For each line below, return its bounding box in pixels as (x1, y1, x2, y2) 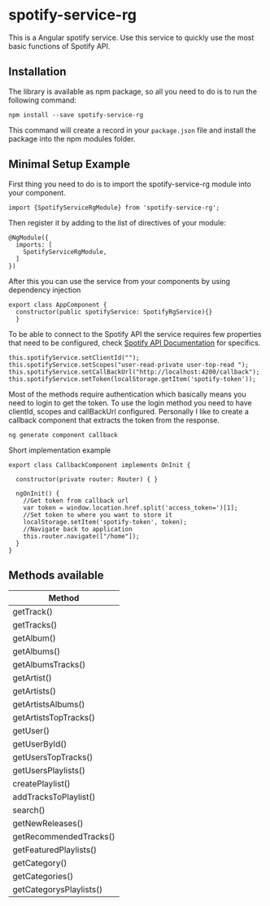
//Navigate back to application (23, 525, 133, 533)
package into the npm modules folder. (8, 133, 136, 143)
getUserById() (12, 738, 67, 750)
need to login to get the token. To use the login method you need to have (8, 397, 252, 408)
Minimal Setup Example (8, 157, 130, 172)
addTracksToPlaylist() (12, 791, 96, 803)
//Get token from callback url (23, 497, 129, 505)
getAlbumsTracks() (12, 659, 86, 671)
